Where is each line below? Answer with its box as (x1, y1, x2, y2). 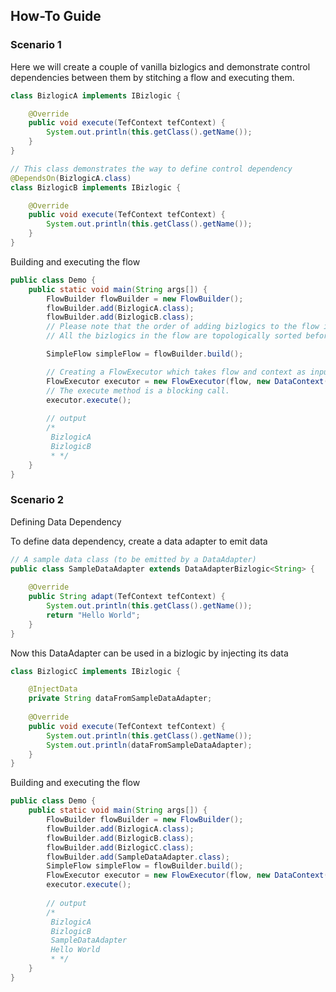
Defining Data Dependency (10, 515, 122, 528)
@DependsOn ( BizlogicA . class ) (10, 173, 132, 183)
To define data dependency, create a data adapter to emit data (10, 535, 268, 547)
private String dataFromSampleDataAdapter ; (28, 694, 213, 704)
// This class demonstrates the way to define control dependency (10, 164, 293, 174)
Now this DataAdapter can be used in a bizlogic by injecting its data (10, 647, 289, 659)
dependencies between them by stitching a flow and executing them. (10, 71, 295, 83)
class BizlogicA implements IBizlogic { (10, 90, 182, 101)
